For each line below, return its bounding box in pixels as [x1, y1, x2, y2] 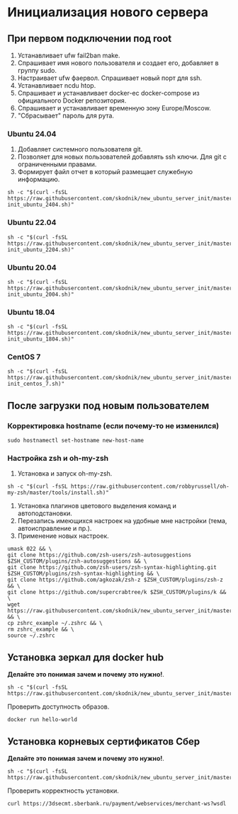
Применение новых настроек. [17, 532, 110, 540]
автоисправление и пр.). [17, 524, 92, 533]
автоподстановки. [17, 509, 73, 517]
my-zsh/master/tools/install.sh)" [7, 489, 110, 496]
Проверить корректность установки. [7, 786, 119, 795]
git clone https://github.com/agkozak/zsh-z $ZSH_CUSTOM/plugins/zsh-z [7, 576, 223, 584]
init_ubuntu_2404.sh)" [7, 201, 74, 209]
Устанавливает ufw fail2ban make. [17, 51, 120, 59]
